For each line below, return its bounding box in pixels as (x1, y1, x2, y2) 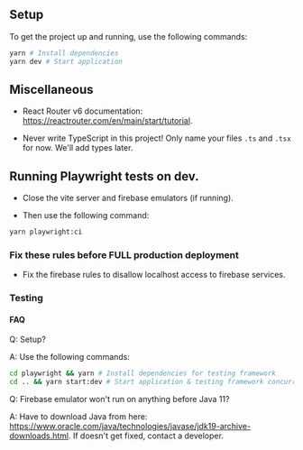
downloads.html (9, 430, 69, 441)
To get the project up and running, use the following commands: (9, 31, 248, 41)
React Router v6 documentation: (22, 106, 143, 116)
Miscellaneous (9, 81, 94, 97)
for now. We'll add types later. (22, 142, 133, 153)
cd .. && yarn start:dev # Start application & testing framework (9, 378, 264, 387)
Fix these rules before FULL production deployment (9, 248, 239, 261)
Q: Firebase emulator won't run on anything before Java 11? (9, 394, 230, 405)
